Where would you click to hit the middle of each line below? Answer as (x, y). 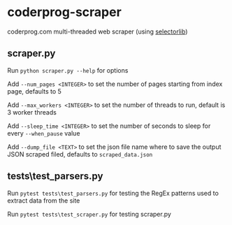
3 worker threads (32, 112)
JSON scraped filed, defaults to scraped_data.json (80, 154)
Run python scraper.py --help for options (68, 70)
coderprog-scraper (65, 12)
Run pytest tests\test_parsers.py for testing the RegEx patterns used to (113, 193)
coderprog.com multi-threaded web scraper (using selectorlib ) (97, 31)
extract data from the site (44, 201)
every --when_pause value (44, 133)
